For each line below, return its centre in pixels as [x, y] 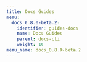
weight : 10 [30, 45]
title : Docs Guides [30, 12]
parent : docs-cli [38, 39]
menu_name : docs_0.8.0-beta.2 [44, 50]
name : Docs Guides [40, 34]
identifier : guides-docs [48, 28]
